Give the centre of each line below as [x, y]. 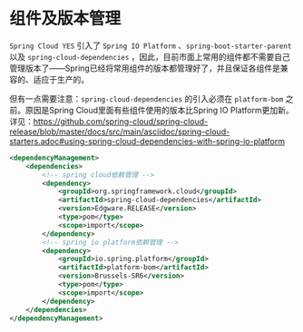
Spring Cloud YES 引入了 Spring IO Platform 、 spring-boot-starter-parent [151, 45]
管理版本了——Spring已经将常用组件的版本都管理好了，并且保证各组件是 [145, 68]
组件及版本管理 [65, 19]
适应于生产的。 [61, 79]
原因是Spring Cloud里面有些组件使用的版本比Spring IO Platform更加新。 [159, 110]
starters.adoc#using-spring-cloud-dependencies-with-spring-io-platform [147, 141]
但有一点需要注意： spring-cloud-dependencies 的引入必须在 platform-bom [147, 98]
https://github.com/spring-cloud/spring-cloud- [121, 121]
